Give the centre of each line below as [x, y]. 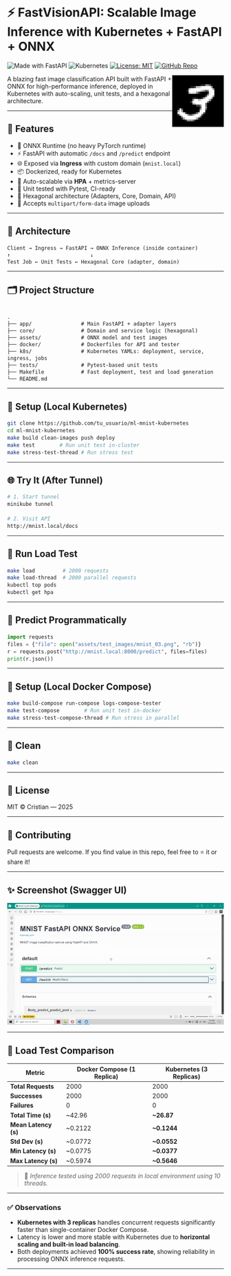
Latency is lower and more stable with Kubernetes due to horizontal [113, 1237]
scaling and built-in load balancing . [68, 1244]
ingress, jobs [27, 359]
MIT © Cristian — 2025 [40, 807]
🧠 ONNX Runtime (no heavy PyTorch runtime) [81, 145]
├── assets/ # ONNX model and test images [87, 338]
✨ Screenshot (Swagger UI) [67, 890]
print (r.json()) [30, 659]
